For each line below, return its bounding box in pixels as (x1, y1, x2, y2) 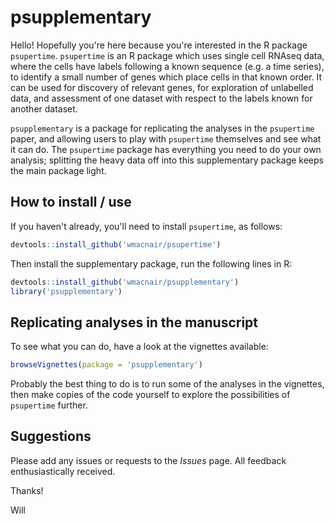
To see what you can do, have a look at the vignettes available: (10, 341, 269, 353)
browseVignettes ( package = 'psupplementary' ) (10, 360, 203, 370)
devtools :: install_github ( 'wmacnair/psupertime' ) (10, 239, 222, 250)
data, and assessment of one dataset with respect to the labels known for (10, 92, 313, 104)
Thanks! (10, 484, 44, 496)
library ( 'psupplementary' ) (10, 286, 123, 296)
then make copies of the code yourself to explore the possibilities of (10, 389, 291, 401)
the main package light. (10, 164, 107, 176)
